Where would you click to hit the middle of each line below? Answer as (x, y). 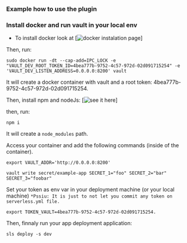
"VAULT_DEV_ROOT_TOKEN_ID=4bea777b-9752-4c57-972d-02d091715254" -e (93, 66)
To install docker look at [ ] (79, 38)
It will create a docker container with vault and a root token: (79, 82)
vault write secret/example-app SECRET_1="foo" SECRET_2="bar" (87, 173)
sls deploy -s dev (29, 234)
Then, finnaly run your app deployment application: (69, 223)
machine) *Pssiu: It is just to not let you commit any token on (89, 196)
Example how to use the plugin (52, 9)
